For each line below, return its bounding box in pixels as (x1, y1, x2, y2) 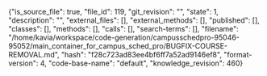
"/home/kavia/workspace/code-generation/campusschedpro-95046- (8, 32, 240, 42)
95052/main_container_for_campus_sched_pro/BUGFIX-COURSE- (8, 41, 228, 51)
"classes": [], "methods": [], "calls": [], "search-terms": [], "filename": (8, 24, 240, 33)
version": (8, 58, 39, 68)
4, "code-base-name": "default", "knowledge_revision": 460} (40, 58, 244, 68)
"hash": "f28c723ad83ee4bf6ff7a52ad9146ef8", (60, 50, 222, 59)
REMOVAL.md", (8, 50, 60, 59)
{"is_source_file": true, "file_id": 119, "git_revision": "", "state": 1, (8, 7, 219, 16)
